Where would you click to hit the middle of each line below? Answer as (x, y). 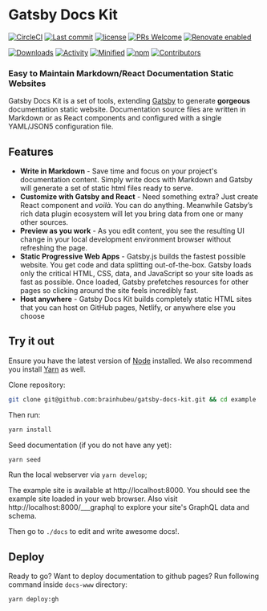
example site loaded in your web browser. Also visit (93, 499)
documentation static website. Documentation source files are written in (127, 109)
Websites (27, 84)
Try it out (31, 342)
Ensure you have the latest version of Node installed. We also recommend (130, 360)
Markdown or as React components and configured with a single (115, 118)
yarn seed (25, 459)
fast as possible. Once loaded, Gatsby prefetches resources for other (134, 282)
